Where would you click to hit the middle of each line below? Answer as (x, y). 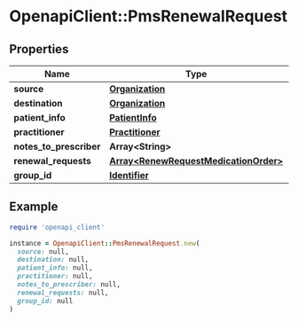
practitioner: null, (55, 277)
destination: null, (53, 260)
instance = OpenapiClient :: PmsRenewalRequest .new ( (105, 243)
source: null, (43, 251)
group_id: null (45, 301)
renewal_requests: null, (63, 293)
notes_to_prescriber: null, (69, 285)
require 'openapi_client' (57, 227)
